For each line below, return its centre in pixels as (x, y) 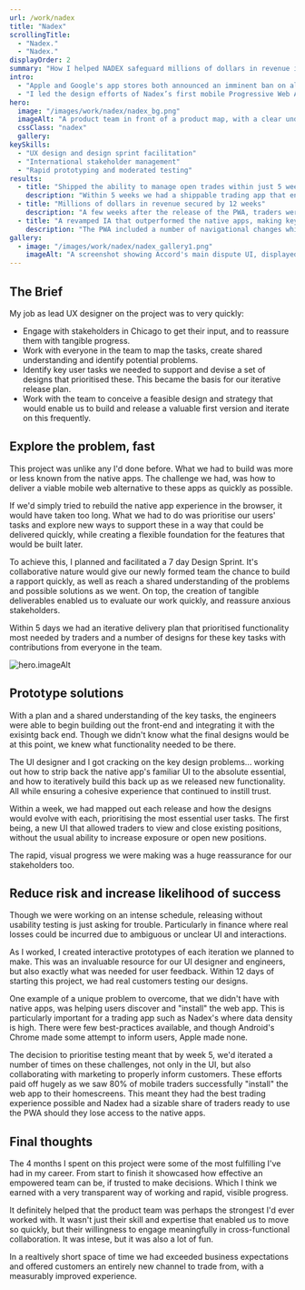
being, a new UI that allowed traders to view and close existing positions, (146, 828)
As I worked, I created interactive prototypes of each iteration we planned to (152, 952)
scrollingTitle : (40, 35)
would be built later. (46, 544)
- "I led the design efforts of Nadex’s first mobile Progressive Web (154, 94)
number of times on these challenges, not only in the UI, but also (130, 1064)
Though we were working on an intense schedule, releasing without (136, 915)
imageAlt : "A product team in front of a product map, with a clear (150, 119)
